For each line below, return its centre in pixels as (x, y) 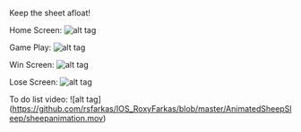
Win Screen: (32, 65)
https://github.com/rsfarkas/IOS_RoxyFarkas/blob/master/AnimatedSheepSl (152, 109)
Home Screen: (36, 30)
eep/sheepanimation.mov (56, 118)
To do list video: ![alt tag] (55, 99)
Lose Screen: (34, 82)
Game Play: (30, 47)
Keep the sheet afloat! (50, 13)
